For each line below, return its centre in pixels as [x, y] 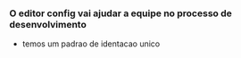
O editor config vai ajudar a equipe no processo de [120, 13]
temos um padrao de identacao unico [91, 44]
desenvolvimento [48, 24]
